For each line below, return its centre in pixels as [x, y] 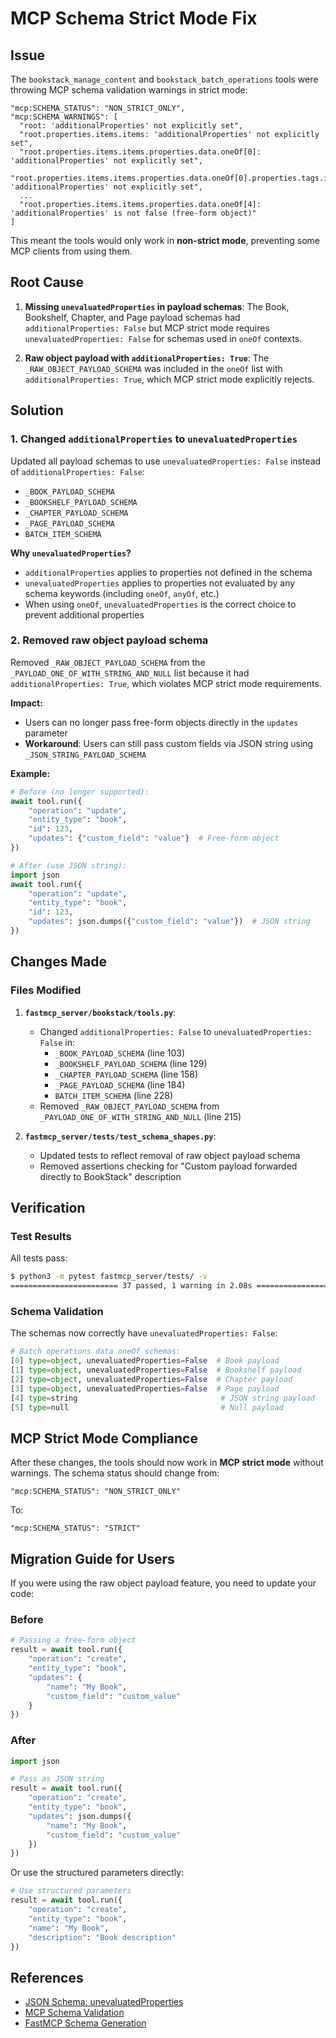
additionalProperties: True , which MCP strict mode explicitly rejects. [169, 379]
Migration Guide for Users [92, 1558]
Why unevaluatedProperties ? [71, 553]
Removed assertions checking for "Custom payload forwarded [168, 1166]
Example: [30, 773]
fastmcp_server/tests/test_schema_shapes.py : [120, 1136]
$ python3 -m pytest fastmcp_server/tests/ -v [109, 1277]
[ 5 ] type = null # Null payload [147, 1407]
